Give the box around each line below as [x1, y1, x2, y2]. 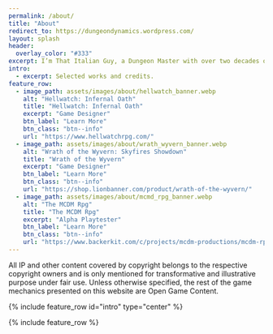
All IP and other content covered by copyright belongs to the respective [8, 260, 248, 270]
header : [8, 42, 35, 50]
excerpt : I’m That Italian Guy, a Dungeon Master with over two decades [8, 58, 260, 66]
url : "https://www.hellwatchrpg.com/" [23, 132, 154, 140]
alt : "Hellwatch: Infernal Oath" [23, 95, 136, 103]
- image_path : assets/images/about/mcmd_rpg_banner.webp [15, 192, 213, 201]
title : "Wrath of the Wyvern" [23, 155, 126, 163]
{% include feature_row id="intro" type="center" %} [8, 302, 184, 311]
